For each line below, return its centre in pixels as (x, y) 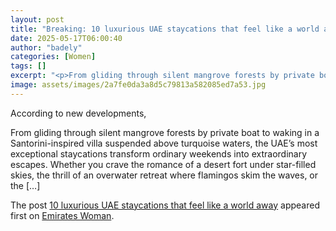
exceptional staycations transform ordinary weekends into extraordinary (159, 153)
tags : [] (28, 66)
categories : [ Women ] (53, 57)
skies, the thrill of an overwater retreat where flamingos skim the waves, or (164, 175)
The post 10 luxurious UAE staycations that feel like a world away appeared (165, 205)
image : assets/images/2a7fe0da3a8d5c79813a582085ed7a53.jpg (138, 85)
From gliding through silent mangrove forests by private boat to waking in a (165, 132)
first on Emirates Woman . (62, 215)
